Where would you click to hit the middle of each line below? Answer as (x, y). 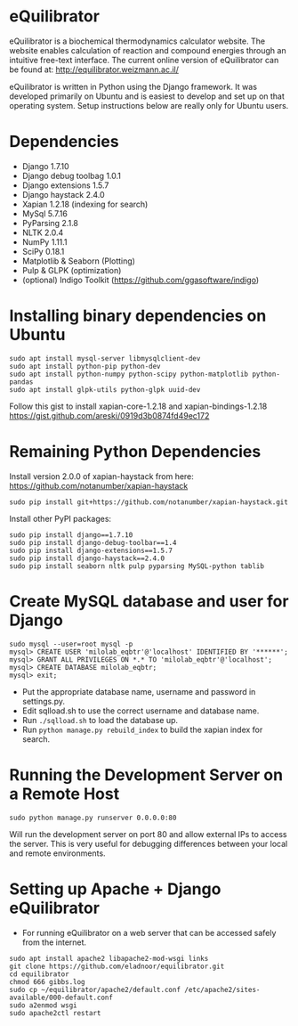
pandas (21, 382)
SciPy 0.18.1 (43, 251)
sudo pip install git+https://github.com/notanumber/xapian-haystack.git (149, 502)
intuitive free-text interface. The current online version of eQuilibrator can (144, 60)
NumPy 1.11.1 (45, 241)
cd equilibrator (39, 974)
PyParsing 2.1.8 (50, 223)
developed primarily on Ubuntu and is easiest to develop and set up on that (147, 96)
